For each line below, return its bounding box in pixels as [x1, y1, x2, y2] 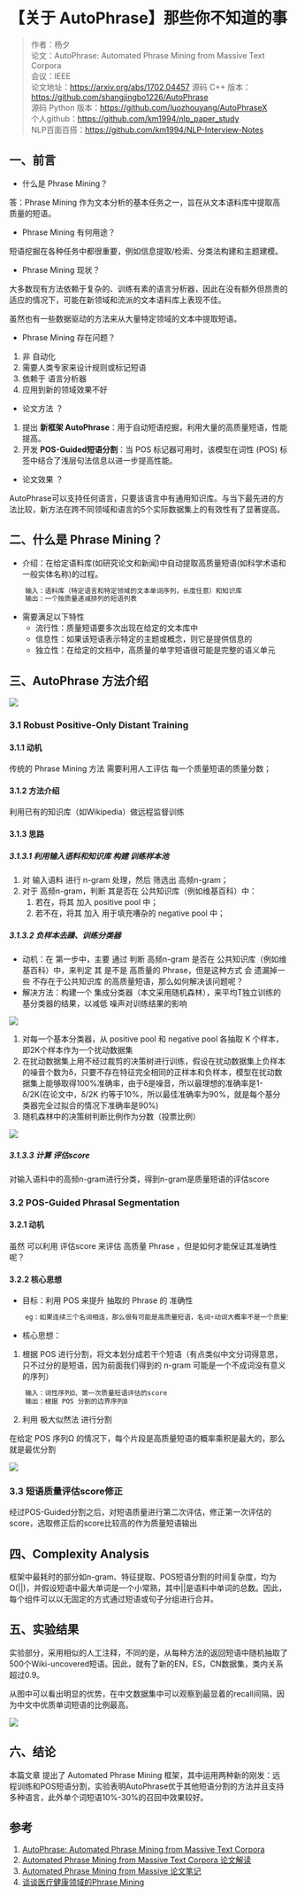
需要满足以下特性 [21, 612, 85, 622]
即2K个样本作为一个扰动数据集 [21, 1044, 133, 1055]
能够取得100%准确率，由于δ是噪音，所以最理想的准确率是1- [45, 1078, 263, 1088]
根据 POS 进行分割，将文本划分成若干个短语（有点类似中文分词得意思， [21, 1349, 283, 1360]
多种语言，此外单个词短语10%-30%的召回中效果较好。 [9, 1791, 209, 1802]
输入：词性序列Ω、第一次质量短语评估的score [25, 1389, 168, 1398]
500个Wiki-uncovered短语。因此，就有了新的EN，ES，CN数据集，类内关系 [9, 1658, 285, 1669]
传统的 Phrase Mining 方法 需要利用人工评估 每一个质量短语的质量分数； [9, 763, 272, 774]
